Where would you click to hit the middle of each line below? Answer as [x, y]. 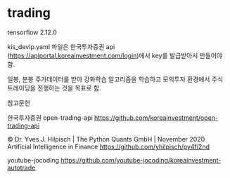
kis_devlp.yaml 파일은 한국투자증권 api [61, 46]
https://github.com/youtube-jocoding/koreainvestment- [141, 160]
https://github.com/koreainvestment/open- [156, 118]
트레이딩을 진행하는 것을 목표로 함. [54, 88]
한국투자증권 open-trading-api [50, 118]
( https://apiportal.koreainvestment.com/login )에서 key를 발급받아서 [103, 55]
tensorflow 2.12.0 [32, 32]
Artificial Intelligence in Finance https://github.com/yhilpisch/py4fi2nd [108, 146]
